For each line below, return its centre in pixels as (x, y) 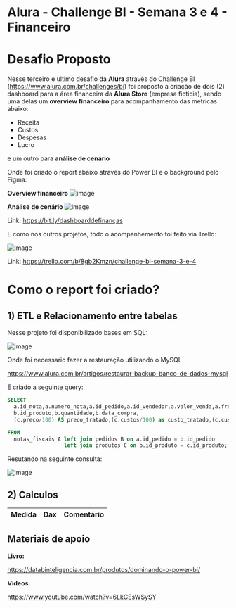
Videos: (19, 583)
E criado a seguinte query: (45, 387)
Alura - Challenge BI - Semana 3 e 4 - (117, 12)
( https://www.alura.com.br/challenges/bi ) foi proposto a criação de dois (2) (116, 87)
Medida (24, 514)
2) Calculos (33, 494)
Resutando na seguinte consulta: (55, 459)
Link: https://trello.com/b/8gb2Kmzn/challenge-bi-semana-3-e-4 (102, 262)
